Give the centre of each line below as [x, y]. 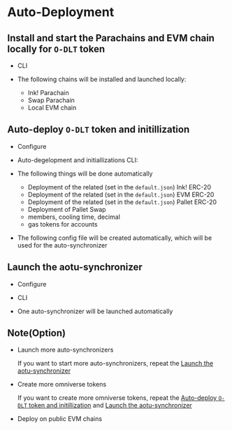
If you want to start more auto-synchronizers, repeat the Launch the [115, 364]
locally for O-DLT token [56, 49]
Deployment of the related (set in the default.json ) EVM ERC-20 [121, 194]
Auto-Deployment [61, 12]
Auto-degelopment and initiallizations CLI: [78, 160]
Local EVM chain [52, 108]
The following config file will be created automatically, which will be [115, 238]
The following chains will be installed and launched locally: [102, 79]
